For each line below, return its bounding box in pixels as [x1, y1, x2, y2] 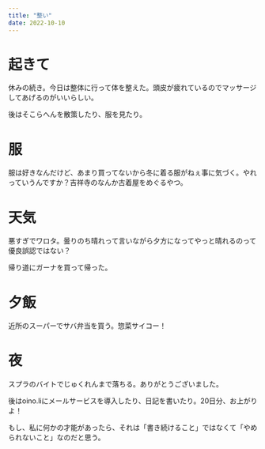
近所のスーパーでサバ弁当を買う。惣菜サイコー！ [8, 321, 167, 330]
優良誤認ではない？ [8, 246, 71, 255]
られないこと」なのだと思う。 [8, 432, 105, 443]
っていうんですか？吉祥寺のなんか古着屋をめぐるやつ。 [8, 178, 187, 187]
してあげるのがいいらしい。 [8, 92, 99, 103]
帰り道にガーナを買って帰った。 [8, 262, 112, 273]
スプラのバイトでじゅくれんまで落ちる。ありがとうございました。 [8, 379, 223, 389]
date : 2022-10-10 [8, 19, 66, 27]
